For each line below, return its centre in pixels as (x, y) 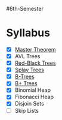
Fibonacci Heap (34, 97)
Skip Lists (27, 110)
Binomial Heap (32, 90)
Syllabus (28, 33)
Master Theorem (35, 49)
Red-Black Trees (35, 63)
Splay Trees (30, 70)
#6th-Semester (25, 9)
